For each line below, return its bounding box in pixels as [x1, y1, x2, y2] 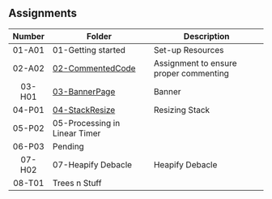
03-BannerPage [52, 85, 116, 97]
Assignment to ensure [153, 57, 237, 68]
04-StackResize [52, 104, 116, 115]
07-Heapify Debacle [52, 158, 132, 170]
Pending [52, 141, 85, 152]
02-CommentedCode [52, 63, 136, 74]
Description [183, 30, 230, 41]
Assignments [8, 6, 78, 20]
